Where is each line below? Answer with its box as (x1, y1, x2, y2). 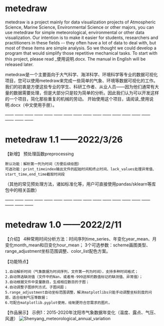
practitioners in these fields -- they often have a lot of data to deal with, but (5, 40, 156, 45)
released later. (5, 61, 34, 67)
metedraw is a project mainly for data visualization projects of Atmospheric (5, 19, 156, 25)
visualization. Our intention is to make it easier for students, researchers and (5, 35, 159, 41)
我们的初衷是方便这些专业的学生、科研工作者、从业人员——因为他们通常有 (5, 83, 155, 89)
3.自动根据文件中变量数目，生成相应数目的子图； (5, 279, 89, 285)
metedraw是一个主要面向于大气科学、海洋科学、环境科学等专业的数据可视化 (5, 71, 158, 77)
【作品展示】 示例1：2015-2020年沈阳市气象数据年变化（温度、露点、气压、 (5, 309, 159, 315)
